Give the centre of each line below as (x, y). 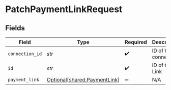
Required (136, 42)
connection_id (25, 54)
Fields (15, 28)
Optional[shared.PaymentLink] (83, 80)
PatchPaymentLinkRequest (64, 9)
